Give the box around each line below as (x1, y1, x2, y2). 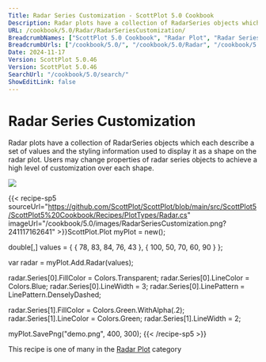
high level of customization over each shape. (8, 163, 154, 173)
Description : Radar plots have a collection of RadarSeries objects (8, 19, 239, 27)
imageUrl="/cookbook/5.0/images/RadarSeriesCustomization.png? (8, 219, 227, 228)
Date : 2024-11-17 (8, 48, 66, 56)
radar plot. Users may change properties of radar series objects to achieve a (8, 155, 257, 165)
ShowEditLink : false (8, 78, 77, 86)
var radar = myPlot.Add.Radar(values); (8, 258, 134, 268)
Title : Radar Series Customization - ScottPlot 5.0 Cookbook (8, 11, 215, 20)
